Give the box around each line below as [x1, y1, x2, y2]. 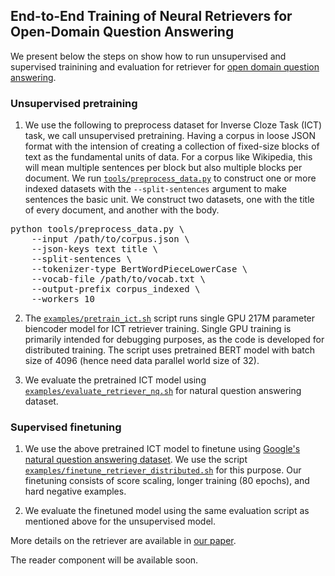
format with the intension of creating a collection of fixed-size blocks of [24, 140, 320, 153]
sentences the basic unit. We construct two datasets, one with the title [24, 194, 315, 206]
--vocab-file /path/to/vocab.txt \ [31, 274, 206, 285]
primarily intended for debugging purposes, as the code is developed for [24, 334, 325, 346]
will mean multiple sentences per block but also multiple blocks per [24, 162, 303, 174]
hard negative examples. [24, 485, 127, 498]
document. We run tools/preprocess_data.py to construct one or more [24, 172, 317, 184]
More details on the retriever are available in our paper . [10, 535, 237, 547]
